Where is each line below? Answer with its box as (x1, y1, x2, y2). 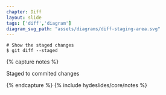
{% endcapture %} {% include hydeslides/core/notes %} (6, 82, 148, 89)
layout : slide (6, 15, 42, 21)
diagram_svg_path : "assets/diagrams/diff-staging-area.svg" (6, 25, 161, 32)
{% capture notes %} (6, 58, 59, 65)
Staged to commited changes (6, 70, 80, 77)
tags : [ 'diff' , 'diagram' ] (6, 20, 71, 26)
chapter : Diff (6, 8, 42, 15)
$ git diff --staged (6, 48, 59, 54)
